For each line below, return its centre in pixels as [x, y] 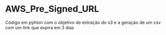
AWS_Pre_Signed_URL [52, 9]
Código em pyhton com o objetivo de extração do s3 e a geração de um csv [83, 22]
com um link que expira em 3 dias [40, 27]
